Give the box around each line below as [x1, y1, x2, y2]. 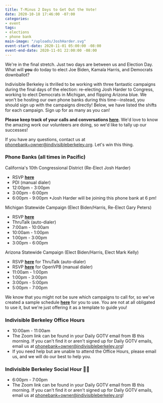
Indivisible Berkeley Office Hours [5, 317, 85, 323]
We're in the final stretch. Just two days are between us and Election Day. [5, 61, 153, 67]
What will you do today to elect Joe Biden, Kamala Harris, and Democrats [5, 66, 153, 72]
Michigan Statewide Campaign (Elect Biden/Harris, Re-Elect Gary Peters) [5, 204, 152, 210]
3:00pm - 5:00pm [12, 279, 48, 285]
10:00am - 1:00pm [12, 229, 49, 235]
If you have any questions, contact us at [5, 136, 85, 142]
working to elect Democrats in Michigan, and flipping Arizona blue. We [5, 91, 147, 98]
